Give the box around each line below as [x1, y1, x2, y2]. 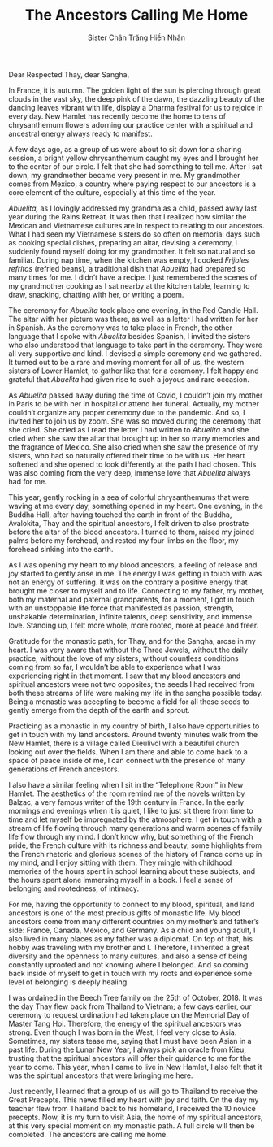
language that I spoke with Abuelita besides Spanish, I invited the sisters [8, 331, 251, 341]
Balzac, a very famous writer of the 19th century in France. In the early [8, 797, 245, 806]
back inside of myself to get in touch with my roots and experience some [8, 968, 253, 978]
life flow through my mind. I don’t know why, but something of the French [8, 832, 253, 841]
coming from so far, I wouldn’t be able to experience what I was [8, 662, 221, 671]
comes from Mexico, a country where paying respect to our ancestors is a [8, 179, 257, 189]
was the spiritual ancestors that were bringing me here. [8, 1071, 193, 1080]
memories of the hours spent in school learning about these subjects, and [8, 866, 256, 875]
